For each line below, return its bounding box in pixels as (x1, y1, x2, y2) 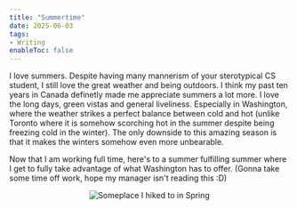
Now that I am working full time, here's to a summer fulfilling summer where (9, 154, 287, 165)
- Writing (9, 37, 46, 47)
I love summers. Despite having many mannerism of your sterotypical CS (9, 70, 276, 81)
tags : (9, 29, 29, 38)
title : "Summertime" (9, 12, 86, 22)
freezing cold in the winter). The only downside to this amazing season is (9, 127, 277, 138)
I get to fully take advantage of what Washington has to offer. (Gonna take (9, 164, 280, 174)
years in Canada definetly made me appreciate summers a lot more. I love (9, 90, 280, 100)
